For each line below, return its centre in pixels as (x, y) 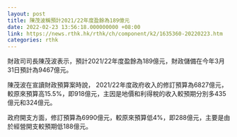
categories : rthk (33, 40)
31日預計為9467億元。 (40, 70)
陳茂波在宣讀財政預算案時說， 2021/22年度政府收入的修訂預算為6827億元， (117, 85)
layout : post (27, 14)
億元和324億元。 (32, 102)
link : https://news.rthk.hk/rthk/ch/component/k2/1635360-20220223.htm (115, 34)
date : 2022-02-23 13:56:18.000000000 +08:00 (74, 27)
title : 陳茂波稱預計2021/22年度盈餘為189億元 (69, 20)
